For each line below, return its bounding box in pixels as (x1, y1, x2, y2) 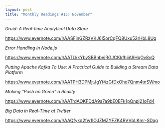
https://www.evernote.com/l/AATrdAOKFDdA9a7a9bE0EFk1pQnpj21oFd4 (5, 98, 155, 104)
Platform (5, 69, 23, 75)
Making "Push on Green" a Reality (5, 88, 76, 94)
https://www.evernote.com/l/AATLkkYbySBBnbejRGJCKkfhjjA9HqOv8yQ (5, 54, 155, 60)
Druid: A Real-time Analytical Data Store (5, 25, 88, 31)
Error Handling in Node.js (5, 45, 57, 51)
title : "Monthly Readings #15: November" (5, 12, 93, 17)
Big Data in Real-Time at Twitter (5, 108, 71, 114)
